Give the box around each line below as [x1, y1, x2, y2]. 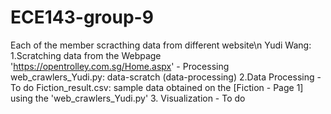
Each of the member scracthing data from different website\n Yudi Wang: [10, 39, 312, 51]
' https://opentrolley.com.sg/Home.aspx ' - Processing [10, 60, 230, 72]
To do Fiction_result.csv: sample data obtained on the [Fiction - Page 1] [10, 81, 304, 93]
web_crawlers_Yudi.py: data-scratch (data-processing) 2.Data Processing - [10, 71, 322, 83]
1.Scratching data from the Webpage [10, 49, 162, 61]
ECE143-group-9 [10, 6, 154, 29]
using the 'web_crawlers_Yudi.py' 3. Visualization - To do [10, 92, 246, 104]
